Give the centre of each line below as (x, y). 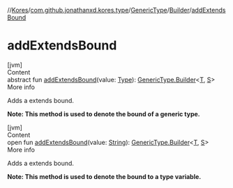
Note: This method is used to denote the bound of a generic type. (104, 113)
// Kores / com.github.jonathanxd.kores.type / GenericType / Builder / (99, 10)
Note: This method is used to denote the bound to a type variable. (104, 176)
